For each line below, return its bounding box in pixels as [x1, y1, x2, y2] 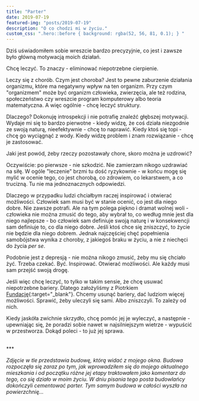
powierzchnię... [6, 389, 44, 396]
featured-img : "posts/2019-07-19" [6, 20, 92, 26]
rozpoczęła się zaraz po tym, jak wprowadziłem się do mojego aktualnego [6, 363, 189, 370]
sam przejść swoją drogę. [6, 267, 70, 274]
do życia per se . [6, 242, 46, 250]
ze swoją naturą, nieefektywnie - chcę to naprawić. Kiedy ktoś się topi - [6, 126, 182, 133]
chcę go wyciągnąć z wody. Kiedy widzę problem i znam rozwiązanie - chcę [6, 132, 194, 140]
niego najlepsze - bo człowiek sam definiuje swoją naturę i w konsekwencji [6, 217, 190, 225]
